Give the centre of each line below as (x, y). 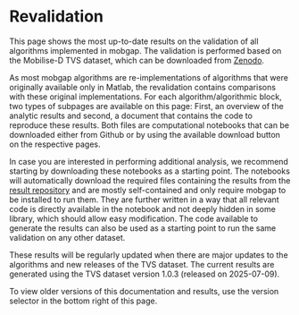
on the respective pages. (55, 144)
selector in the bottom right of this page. (83, 301)
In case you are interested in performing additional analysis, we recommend (149, 161)
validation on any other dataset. (67, 237)
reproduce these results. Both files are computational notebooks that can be (149, 125)
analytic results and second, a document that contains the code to (131, 115)
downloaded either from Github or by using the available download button (145, 134)
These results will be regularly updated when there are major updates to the (149, 255)
